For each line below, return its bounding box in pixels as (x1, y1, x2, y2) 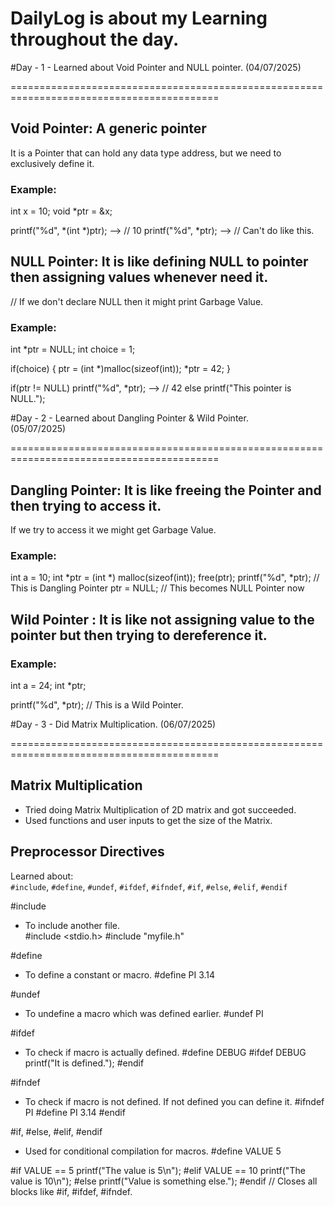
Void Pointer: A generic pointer (10, 120, 207, 137)
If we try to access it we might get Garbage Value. (10, 523, 217, 536)
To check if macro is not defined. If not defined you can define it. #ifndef (24, 1095, 325, 1107)
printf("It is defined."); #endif (24, 1057, 145, 1069)
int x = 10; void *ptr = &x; (10, 205, 113, 217)
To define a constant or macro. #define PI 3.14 (24, 968, 216, 981)
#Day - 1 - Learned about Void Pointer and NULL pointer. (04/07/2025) (10, 61, 302, 73)
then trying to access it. (10, 497, 162, 514)
